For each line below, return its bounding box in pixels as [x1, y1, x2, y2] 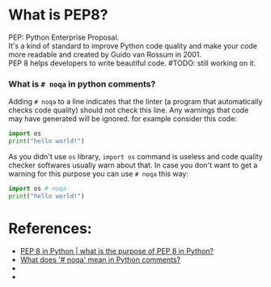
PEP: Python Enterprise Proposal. [8, 32, 120, 42]
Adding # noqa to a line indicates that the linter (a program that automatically [8, 97, 263, 107]
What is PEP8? [8, 6, 108, 24]
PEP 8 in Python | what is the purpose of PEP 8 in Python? [19, 246, 214, 255]
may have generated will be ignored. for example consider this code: [8, 114, 237, 124]
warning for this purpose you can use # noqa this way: [8, 168, 188, 179]
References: [8, 219, 92, 238]
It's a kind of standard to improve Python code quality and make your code [8, 40, 257, 50]
